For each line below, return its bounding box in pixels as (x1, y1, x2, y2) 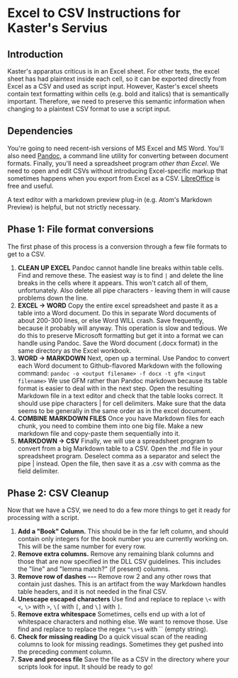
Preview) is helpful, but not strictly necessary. (7, 203, 141, 211)
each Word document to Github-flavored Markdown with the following (17, 361, 222, 370)
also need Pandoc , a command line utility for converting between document (7, 151, 229, 160)
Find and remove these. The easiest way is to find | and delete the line (17, 271, 224, 279)
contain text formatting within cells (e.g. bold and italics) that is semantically (7, 90, 229, 98)
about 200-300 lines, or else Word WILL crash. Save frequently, (17, 316, 204, 324)
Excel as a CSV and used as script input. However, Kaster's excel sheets (7, 82, 218, 90)
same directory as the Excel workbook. (17, 346, 132, 355)
